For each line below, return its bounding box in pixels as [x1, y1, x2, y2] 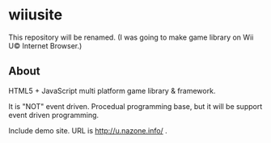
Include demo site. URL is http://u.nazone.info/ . [8, 125, 167, 135]
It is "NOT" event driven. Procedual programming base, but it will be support [8, 101, 263, 111]
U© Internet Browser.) [8, 40, 83, 50]
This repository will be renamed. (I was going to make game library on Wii [8, 32, 254, 42]
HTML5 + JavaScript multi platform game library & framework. [8, 86, 216, 95]
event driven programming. [8, 110, 100, 120]
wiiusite [8, 6, 63, 24]
